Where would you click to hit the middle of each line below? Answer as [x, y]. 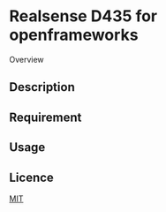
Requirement [45, 117]
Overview [26, 59]
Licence [32, 177]
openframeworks [74, 35]
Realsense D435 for [83, 16]
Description [42, 87]
